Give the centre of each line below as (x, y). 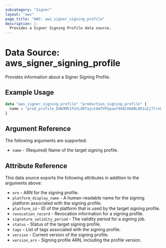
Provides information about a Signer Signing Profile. (58, 77)
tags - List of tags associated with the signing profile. (66, 230)
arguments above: (23, 183)
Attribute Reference (36, 166)
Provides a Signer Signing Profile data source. (61, 28)
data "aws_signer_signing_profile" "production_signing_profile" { (76, 104)
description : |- (22, 24)
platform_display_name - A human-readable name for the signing (78, 198)
